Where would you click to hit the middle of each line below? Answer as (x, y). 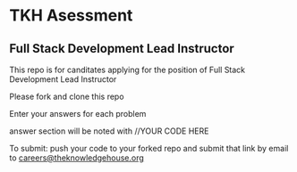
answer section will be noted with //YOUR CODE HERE (109, 131)
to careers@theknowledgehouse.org (77, 158)
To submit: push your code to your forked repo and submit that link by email (149, 148)
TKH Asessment (71, 16)
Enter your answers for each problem (78, 114)
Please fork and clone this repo (67, 96)
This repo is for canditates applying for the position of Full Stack (127, 70)
